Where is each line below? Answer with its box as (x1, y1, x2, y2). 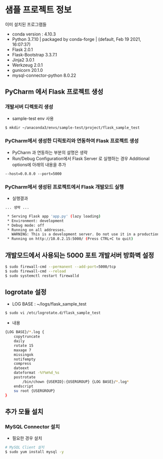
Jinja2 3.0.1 (12, 57, 35, 63)
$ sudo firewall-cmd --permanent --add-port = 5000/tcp (5, 264, 116, 270)
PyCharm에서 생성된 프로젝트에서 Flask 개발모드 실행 (5, 183, 124, 190)
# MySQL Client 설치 (5, 445, 45, 450)
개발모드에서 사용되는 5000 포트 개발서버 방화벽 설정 (5, 251, 154, 259)
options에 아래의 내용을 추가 (12, 161, 66, 168)
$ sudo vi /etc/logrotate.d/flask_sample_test (5, 310, 101, 316)
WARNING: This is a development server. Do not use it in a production (11, 232, 160, 237)
